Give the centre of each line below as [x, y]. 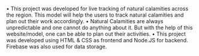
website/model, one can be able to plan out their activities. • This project [96, 34]
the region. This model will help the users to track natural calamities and [95, 15]
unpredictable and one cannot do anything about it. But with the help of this [99, 27]
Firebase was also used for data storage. [57, 46]
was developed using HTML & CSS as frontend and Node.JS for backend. [97, 40]
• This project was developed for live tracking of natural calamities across [97, 9]
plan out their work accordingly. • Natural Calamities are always [85, 21]
